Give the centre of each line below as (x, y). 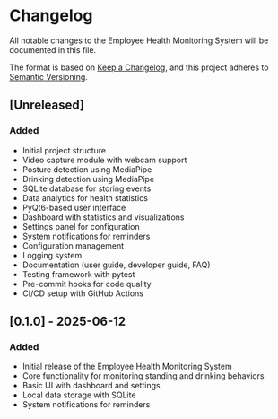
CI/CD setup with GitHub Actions (83, 293)
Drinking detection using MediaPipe (88, 179)
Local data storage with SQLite (79, 395)
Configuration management (73, 245)
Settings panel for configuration (81, 226)
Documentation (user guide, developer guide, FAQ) (116, 265)
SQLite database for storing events (87, 188)
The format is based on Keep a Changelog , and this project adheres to (139, 67)
